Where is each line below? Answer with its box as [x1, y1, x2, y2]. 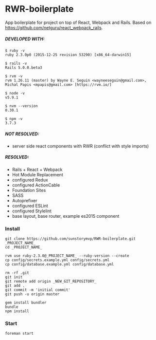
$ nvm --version [5, 103, 38, 108]
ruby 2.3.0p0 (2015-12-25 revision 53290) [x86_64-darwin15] [5, 52, 132, 57]
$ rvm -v [5, 74, 23, 78]
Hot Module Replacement [12, 171, 63, 177]
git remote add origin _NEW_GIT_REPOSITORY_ [5, 279, 97, 284]
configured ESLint [12, 203, 49, 208]
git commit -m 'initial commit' [5, 287, 70, 293]
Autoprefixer [12, 197, 37, 203]
